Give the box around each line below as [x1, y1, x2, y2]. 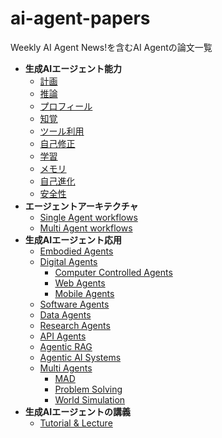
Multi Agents [39, 362, 93, 374]
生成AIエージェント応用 [24, 233, 122, 246]
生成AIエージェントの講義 [24, 405, 131, 417]
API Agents [39, 330, 87, 342]
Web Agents [54, 277, 106, 289]
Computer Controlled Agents [54, 266, 173, 278]
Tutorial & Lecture [39, 417, 113, 429]
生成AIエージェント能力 [24, 62, 122, 74]
